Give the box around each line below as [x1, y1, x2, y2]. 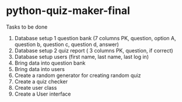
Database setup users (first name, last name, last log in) [14, 53, 149, 60]
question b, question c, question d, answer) [14, 41, 120, 48]
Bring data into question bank [14, 59, 86, 66]
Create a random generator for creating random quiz [14, 72, 141, 79]
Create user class [14, 84, 57, 91]
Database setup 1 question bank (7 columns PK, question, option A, [14, 34, 176, 41]
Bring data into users [14, 65, 65, 72]
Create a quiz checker [14, 78, 68, 85]
